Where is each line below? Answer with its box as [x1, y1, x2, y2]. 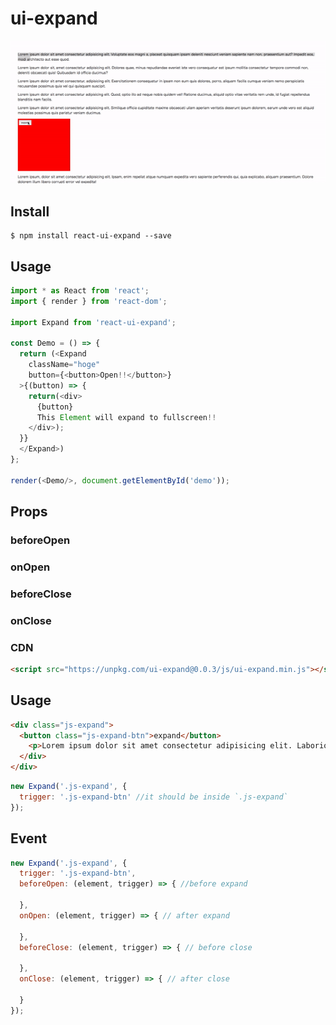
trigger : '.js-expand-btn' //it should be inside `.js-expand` [19, 792, 288, 802]
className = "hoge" [28, 360, 101, 370]
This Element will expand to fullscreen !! [36, 412, 217, 422]
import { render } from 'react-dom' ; [10, 296, 168, 306]
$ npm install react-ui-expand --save [10, 231, 172, 241]
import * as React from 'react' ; [10, 286, 150, 296]
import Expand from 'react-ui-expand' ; [10, 317, 177, 327]
